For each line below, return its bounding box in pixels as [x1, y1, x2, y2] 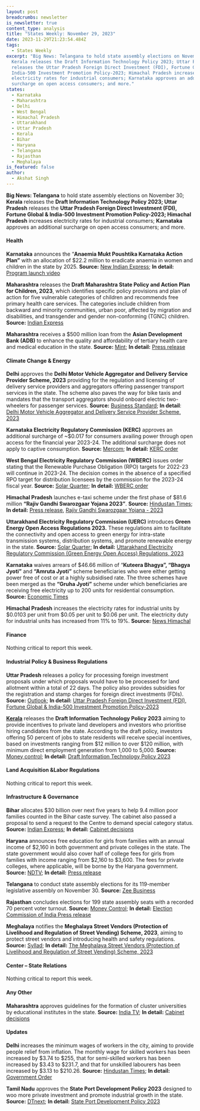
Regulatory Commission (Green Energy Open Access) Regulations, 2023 [6, 550, 184, 557]
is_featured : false [6, 164, 55, 170]
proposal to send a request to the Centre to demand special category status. [6, 820, 193, 827]
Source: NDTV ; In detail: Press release [6, 869, 102, 876]
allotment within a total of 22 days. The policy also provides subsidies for [6, 684, 186, 691]
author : [6, 170, 26, 176]
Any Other [6, 989, 33, 996]
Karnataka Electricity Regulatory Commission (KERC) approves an [6, 426, 173, 434]
